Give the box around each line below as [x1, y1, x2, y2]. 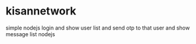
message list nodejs [5, 30, 55, 37]
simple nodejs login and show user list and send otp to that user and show [5, 24, 191, 31]
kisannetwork [5, 4, 77, 18]
